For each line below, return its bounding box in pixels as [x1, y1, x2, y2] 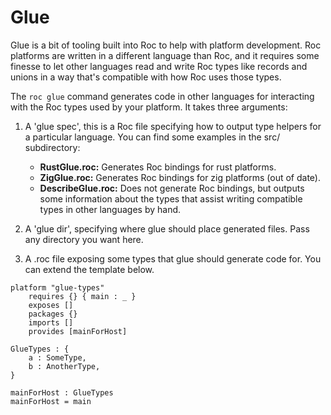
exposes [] [28, 300, 74, 310]
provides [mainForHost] [28, 326, 128, 336]
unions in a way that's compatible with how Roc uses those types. [10, 71, 282, 83]
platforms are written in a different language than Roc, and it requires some [10, 49, 320, 61]
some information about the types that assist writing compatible [39, 192, 303, 205]
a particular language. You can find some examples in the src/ [24, 131, 281, 143]
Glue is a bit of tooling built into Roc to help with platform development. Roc [10, 39, 322, 51]
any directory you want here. [24, 233, 144, 245]
